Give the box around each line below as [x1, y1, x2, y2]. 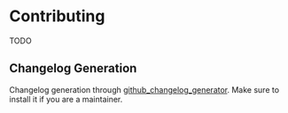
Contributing [9, 6, 105, 26]
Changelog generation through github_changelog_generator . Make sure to [9, 84, 280, 94]
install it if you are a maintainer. [9, 94, 123, 104]
